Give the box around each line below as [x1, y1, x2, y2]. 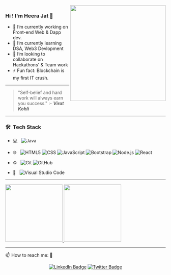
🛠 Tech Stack [5, 123, 42, 131]
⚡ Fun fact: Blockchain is [12, 67, 65, 73]
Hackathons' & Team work [12, 62, 68, 68]
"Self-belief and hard [17, 89, 62, 96]
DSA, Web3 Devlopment [12, 45, 64, 52]
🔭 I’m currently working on [12, 24, 68, 30]
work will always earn [17, 95, 64, 101]
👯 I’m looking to [12, 51, 46, 57]
